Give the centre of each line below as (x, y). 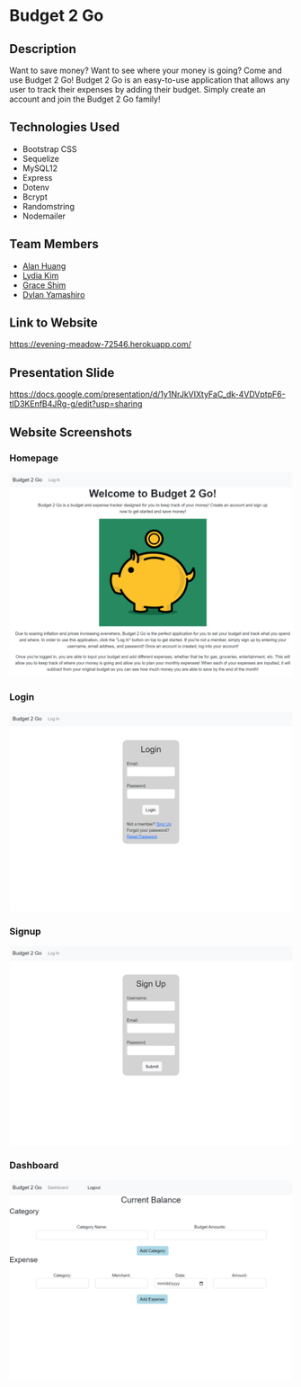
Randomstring (48, 206)
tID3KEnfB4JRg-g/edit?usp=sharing (76, 404)
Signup (26, 931)
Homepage (34, 458)
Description (43, 49)
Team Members (54, 244)
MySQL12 (40, 168)
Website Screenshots (71, 432)
